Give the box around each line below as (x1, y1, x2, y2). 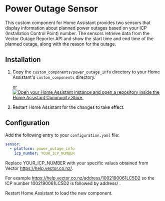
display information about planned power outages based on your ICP (5, 25, 147, 31)
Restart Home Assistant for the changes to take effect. (12, 104, 125, 110)
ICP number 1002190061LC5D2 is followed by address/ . (5, 180, 121, 186)
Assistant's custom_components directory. (12, 74, 96, 80)
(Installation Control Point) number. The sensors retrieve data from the (5, 30, 150, 36)
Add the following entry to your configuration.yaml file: (5, 132, 119, 138)
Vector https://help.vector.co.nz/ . (5, 165, 73, 171)
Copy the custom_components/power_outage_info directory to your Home (12, 69, 160, 75)
